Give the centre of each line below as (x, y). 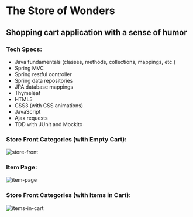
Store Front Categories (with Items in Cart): (69, 195)
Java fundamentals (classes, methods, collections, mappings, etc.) (95, 62)
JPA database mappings (44, 87)
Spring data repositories (44, 80)
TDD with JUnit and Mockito (49, 124)
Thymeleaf (27, 93)
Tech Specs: (24, 49)
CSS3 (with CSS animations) (49, 105)
